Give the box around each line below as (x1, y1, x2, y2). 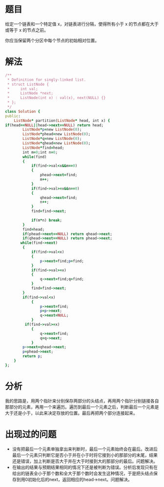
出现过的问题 (5, 429, 57, 440)
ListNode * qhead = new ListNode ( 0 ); (22, 141, 91, 146)
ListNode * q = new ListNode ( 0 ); (22, 136, 82, 141)
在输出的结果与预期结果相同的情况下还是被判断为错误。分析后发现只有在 (12, 464, 158, 470)
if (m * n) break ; (31, 217, 62, 223)
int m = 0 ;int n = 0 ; (22, 150, 58, 155)
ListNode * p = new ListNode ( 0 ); (22, 127, 82, 132)
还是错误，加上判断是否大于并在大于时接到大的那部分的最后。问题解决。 (12, 458, 158, 464)
